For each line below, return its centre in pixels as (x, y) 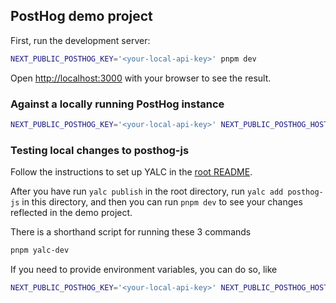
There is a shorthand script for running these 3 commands (131, 232)
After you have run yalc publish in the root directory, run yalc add (147, 191)
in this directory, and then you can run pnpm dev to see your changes (162, 202)
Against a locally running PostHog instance (117, 104)
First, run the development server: (80, 40)
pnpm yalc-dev (40, 250)
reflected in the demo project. (71, 213)
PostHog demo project (81, 16)
